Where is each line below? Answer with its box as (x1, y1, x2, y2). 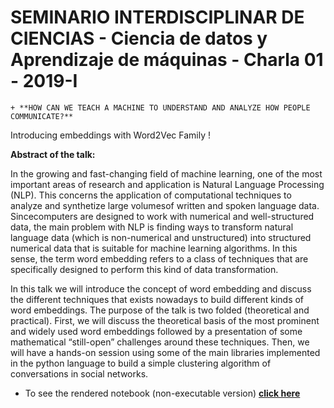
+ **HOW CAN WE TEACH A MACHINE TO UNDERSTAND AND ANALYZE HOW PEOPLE (10, 102, 311, 113)
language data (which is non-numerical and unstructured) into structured (10, 231, 312, 243)
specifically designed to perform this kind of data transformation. (10, 263, 279, 275)
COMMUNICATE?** (10, 111, 74, 121)
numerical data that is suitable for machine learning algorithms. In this (10, 242, 298, 254)
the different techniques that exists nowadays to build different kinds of (10, 293, 305, 305)
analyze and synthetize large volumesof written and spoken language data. (10, 199, 320, 211)
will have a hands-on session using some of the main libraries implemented (10, 346, 321, 358)
